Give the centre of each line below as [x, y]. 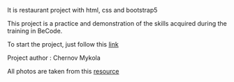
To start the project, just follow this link [63, 44]
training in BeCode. [35, 31]
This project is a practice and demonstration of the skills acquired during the [117, 23]
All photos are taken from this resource [63, 71]
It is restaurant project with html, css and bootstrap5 [82, 10]
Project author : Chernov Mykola [54, 58]
